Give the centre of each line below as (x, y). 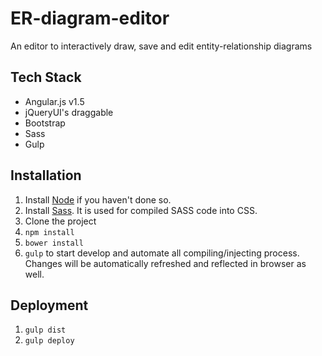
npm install (49, 232)
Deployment (49, 305)
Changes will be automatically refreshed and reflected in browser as (165, 263)
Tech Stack (46, 77)
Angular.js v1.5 (54, 101)
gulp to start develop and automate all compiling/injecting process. (162, 253)
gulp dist (45, 330)
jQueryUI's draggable (69, 112)
